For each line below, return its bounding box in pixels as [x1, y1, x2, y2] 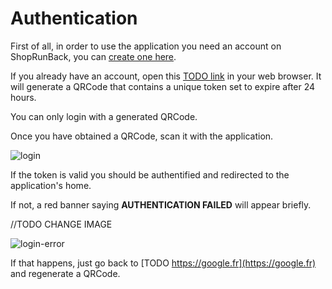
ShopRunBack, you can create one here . [10, 50, 177, 62]
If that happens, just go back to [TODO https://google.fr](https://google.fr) [10, 257, 317, 269]
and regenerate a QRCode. [10, 267, 121, 279]
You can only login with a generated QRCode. [10, 110, 198, 122]
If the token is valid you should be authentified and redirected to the [10, 168, 290, 181]
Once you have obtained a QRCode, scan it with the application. [10, 130, 274, 142]
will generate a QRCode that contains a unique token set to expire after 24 [10, 80, 316, 92]
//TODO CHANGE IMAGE [10, 218, 113, 230]
